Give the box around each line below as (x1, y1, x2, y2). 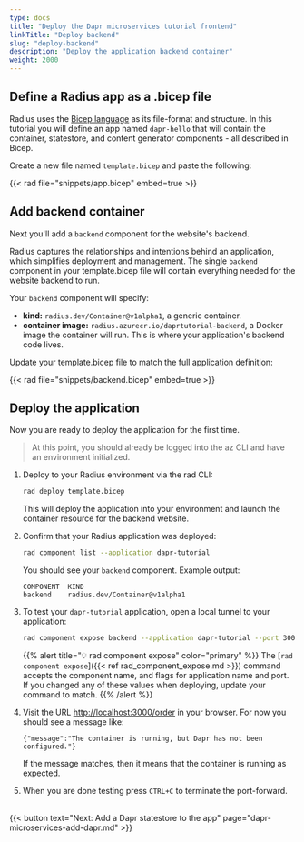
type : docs (9, 13, 51, 23)
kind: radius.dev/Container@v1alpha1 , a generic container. (22, 310, 242, 321)
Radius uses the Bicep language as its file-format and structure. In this (9, 113, 272, 124)
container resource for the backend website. (22, 513, 189, 524)
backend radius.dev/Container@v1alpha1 (22, 590, 186, 600)
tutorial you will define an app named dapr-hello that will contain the (9, 123, 266, 134)
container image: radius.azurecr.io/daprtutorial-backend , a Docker (22, 319, 284, 330)
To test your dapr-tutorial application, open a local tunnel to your (22, 606, 270, 617)
